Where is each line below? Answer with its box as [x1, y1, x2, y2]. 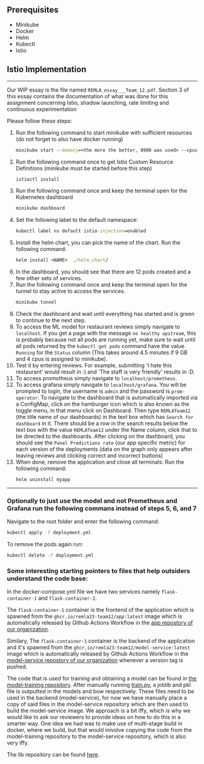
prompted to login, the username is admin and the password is [15, 387, 170, 395]
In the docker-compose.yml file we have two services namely [7, 588, 160, 595]
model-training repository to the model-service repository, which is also [7, 733, 186, 740]
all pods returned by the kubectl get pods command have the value [15, 342, 185, 349]
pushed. [7, 663, 28, 671]
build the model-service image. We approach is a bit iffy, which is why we [7, 707, 191, 714]
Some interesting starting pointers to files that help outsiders [7, 566, 190, 575]
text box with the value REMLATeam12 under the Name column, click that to [15, 426, 197, 433]
